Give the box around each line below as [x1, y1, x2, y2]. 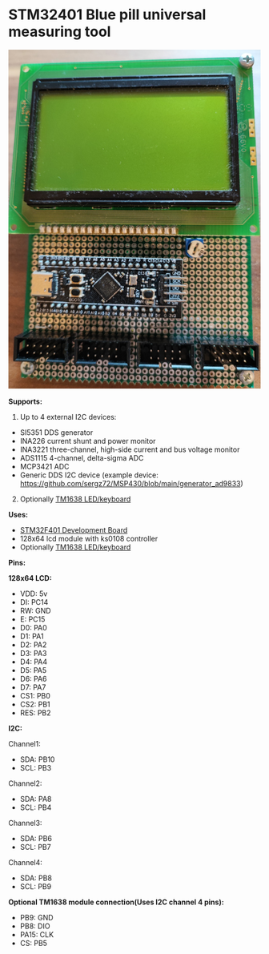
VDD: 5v [19, 589, 48, 598]
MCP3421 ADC [19, 462, 70, 472]
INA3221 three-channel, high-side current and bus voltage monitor [19, 445, 240, 454]
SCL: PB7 [19, 843, 51, 852]
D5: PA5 [19, 666, 47, 675]
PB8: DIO [19, 921, 50, 931]
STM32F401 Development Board [19, 525, 128, 535]
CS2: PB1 [19, 699, 50, 710]
